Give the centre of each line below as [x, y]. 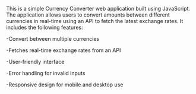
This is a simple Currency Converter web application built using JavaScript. [98, 9]
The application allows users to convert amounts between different [88, 15]
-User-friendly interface [35, 62]
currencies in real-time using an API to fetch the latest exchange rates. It [95, 21]
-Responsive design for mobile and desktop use [65, 85]
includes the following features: [45, 27]
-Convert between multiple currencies [53, 39]
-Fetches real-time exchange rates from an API [64, 50]
